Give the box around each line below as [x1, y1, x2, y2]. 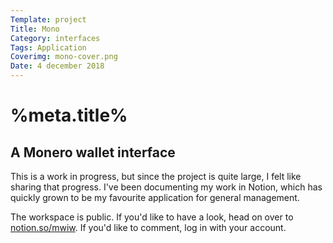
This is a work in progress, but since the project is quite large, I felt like [10, 171, 302, 182]
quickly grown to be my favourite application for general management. [10, 192, 300, 203]
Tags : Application [10, 42, 87, 53]
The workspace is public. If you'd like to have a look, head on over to [10, 211, 294, 223]
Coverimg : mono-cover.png [10, 52, 118, 62]
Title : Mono [10, 24, 60, 34]
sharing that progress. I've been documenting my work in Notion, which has [10, 181, 323, 193]
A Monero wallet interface [10, 144, 176, 161]
